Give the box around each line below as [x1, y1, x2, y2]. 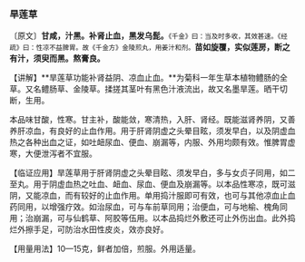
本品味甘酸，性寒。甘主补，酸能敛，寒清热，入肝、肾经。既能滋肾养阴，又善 [9, 114, 296, 125]
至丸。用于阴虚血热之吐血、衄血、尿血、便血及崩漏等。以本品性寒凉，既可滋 [9, 179, 296, 189]
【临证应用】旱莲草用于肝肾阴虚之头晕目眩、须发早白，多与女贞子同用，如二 [9, 168, 296, 179]
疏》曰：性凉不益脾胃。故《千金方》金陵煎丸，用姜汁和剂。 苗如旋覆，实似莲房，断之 [9, 42, 290, 53]
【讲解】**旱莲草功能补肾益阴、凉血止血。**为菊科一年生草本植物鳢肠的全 [9, 73, 289, 83]
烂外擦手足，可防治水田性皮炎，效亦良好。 [9, 224, 169, 235]
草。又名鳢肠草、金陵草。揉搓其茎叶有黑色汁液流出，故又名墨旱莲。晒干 [9, 83, 280, 94]
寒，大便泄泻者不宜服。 [9, 148, 97, 160]
